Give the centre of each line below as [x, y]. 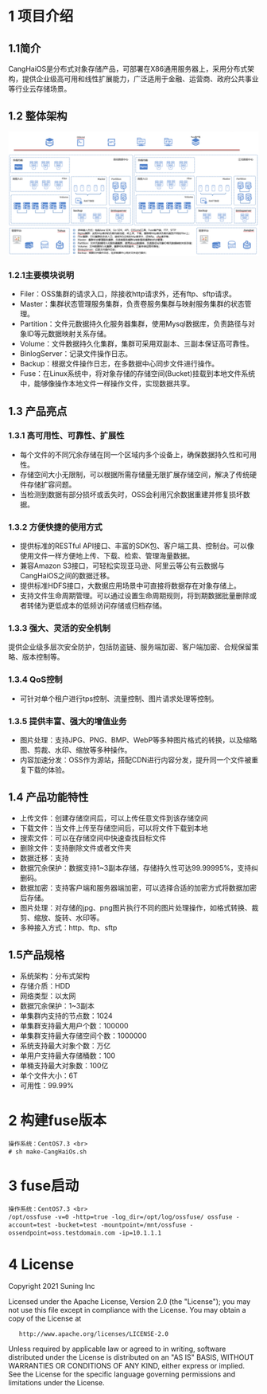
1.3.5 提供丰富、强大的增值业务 [68, 721]
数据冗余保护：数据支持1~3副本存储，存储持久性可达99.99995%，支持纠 [139, 867]
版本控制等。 [43, 657]
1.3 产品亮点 [38, 411]
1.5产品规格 [37, 955]
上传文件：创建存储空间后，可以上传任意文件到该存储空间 [114, 818]
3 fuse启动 [44, 1186]
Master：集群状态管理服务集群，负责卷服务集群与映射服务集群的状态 [132, 304]
